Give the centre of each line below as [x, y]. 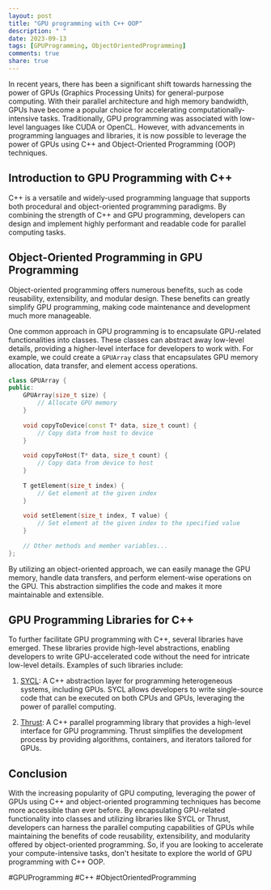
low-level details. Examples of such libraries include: [96, 665]
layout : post [30, 16]
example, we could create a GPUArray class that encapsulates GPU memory [133, 357]
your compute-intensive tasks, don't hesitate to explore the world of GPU [130, 854]
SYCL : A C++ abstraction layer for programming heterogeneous [126, 681]
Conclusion [38, 773]
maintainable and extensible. [56, 595]
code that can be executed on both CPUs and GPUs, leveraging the [132, 698]
